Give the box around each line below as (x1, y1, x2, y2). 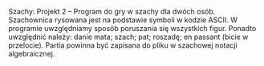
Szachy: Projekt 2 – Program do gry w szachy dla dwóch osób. (8, 7, 216, 16)
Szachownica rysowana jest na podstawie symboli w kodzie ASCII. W (8, 15, 238, 25)
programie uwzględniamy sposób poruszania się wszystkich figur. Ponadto (8, 24, 257, 33)
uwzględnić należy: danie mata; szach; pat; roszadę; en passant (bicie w (8, 32, 249, 41)
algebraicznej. (8, 49, 55, 58)
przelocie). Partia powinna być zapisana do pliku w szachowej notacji (8, 41, 238, 50)
